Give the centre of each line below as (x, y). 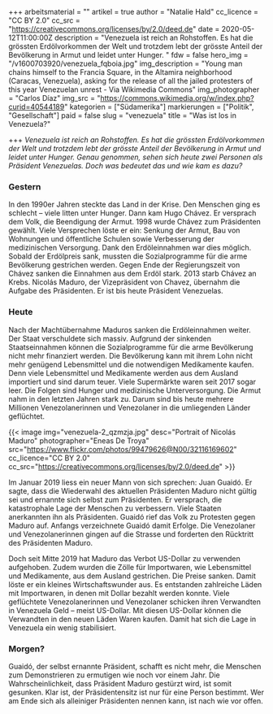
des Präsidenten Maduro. (51, 542)
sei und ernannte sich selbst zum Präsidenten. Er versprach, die (115, 499)
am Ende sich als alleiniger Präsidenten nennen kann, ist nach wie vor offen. (136, 701)
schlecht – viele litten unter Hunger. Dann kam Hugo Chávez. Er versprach (132, 213)
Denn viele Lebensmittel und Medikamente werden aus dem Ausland (123, 372)
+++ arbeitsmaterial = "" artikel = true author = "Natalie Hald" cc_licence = (133, 12)
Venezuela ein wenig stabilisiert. (62, 627)
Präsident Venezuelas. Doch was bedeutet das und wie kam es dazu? (126, 165)
